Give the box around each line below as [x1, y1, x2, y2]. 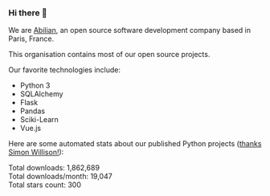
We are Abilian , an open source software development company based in [8, 26, 252, 35]
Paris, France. [8, 34, 55, 43]
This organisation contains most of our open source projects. [8, 50, 211, 59]
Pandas [19, 106, 46, 116]
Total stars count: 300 [8, 180, 82, 190]
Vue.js [19, 124, 42, 133]
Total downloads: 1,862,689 [8, 163, 100, 173]
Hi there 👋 [8, 7, 48, 18]
